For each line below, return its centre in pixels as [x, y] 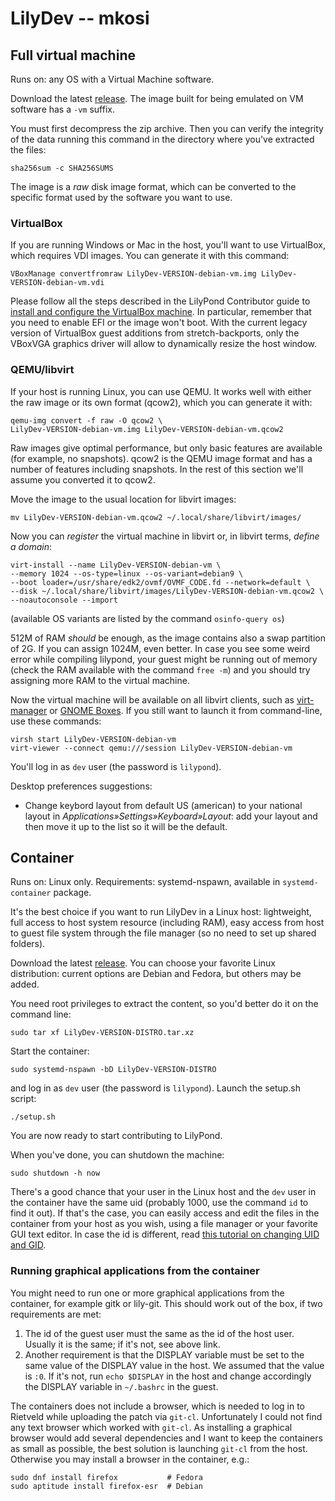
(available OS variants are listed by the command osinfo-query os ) [147, 618]
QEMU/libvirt [42, 370]
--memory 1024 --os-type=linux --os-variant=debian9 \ [127, 573]
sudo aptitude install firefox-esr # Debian [106, 1486]
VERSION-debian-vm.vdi [57, 283]
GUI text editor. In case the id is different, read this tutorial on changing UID [165, 1234]
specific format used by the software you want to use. [121, 197]
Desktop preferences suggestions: [81, 786]
